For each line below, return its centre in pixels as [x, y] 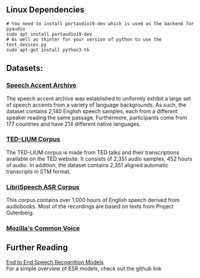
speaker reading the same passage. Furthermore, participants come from [97, 117]
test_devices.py [26, 44]
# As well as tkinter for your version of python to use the [84, 39]
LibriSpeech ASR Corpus [43, 187]
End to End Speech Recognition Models [55, 262]
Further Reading [37, 248]
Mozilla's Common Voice [43, 228]
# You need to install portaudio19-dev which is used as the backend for [100, 23]
